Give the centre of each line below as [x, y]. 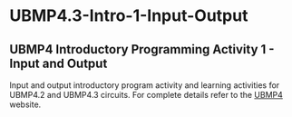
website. [25, 104]
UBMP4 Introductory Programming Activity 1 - [142, 49]
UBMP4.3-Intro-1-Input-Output [129, 16]
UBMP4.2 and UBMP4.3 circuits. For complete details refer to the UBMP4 [146, 95]
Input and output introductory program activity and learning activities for [145, 85]
